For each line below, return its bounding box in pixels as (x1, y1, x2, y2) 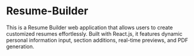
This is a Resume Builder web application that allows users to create (6, 24, 173, 31)
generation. (6, 43, 35, 50)
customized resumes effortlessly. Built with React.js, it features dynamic (6, 30, 183, 37)
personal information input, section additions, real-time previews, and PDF (6, 36, 189, 43)
